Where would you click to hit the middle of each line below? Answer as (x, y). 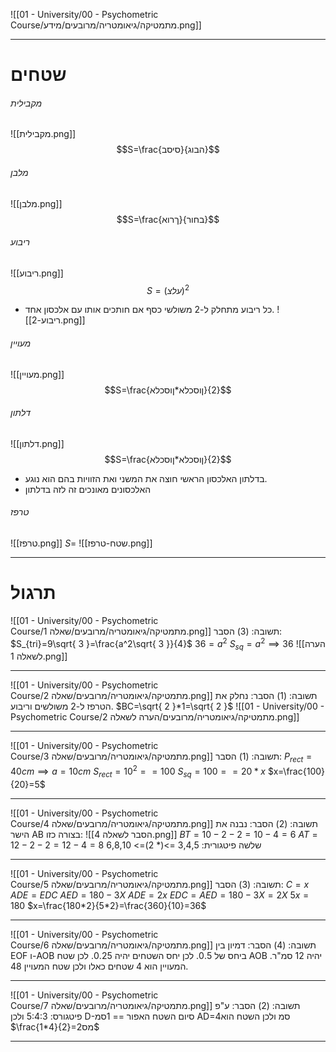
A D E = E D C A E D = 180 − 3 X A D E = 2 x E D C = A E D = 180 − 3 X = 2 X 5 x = (160, 895)
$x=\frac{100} (296, 771)
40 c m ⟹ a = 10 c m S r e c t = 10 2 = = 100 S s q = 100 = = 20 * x (138, 771)
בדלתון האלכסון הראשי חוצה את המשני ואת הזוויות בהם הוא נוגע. (146, 478)
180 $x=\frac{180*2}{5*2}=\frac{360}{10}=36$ (108, 905)
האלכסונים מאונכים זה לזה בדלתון (88, 489)
